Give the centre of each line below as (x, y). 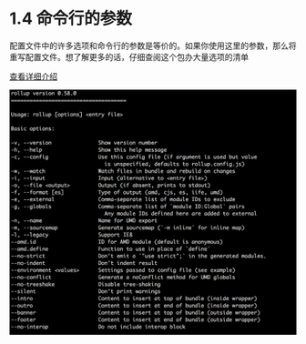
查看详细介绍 (33, 76)
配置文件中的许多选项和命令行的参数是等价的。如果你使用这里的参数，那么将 (153, 46)
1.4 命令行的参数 (71, 19)
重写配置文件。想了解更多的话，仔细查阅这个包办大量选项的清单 (129, 56)
